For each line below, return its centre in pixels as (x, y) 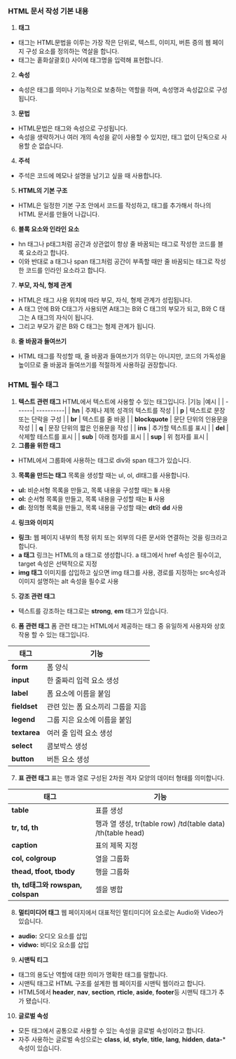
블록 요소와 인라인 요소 (49, 229)
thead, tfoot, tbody (43, 871)
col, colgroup (34, 858)
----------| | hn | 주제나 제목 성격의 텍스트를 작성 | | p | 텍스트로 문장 (131, 410)
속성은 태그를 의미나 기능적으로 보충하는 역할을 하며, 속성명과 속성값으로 (116, 90)
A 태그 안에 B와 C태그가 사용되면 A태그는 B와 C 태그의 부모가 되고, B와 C (118, 309)
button (23, 758)
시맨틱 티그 (33, 959)
